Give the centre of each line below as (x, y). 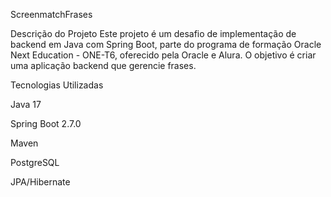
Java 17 (26, 104)
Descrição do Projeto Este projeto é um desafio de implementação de (153, 33)
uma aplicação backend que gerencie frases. (103, 65)
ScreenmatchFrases (51, 14)
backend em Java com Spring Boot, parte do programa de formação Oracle (166, 44)
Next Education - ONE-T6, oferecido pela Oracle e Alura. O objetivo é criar (163, 55)
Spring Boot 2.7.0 (46, 123)
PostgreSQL (35, 162)
